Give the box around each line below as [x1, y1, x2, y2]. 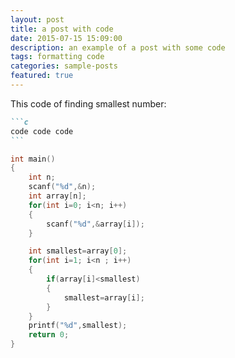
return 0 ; [28, 330, 70, 340]
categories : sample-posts [10, 61, 118, 71]
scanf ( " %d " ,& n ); [28, 182, 97, 192]
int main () [10, 154, 56, 164]
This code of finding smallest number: [10, 97, 167, 110]
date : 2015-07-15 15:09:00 [10, 33, 123, 43]
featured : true [10, 71, 74, 81]
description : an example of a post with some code [10, 42, 226, 53]
